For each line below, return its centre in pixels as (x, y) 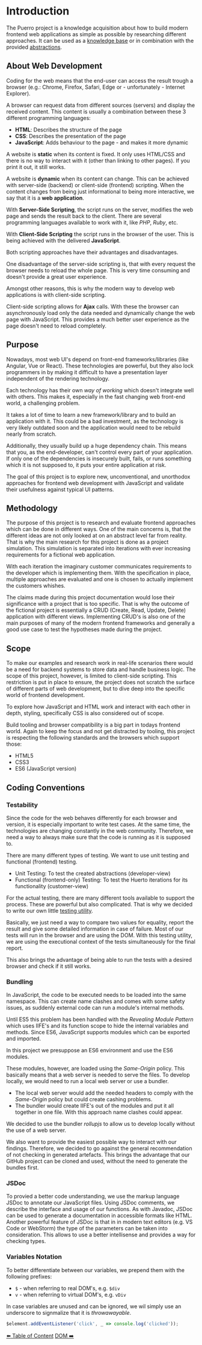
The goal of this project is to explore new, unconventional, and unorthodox (98, 476)
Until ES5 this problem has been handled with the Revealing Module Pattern (100, 1019)
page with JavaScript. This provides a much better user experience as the (98, 319)
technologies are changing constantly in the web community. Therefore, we (100, 830)
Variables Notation (34, 1257)
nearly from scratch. (32, 434)
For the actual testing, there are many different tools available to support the (100, 898)
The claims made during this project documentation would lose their (91, 597)
